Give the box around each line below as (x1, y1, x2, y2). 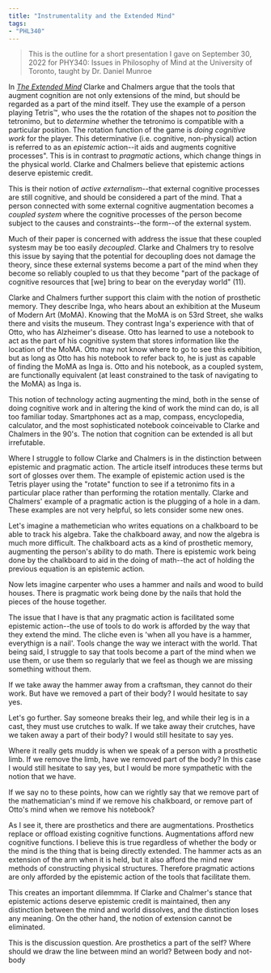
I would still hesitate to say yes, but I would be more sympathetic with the (8, 763, 252, 773)
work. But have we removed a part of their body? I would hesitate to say (8, 688, 248, 698)
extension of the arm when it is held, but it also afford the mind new (8, 855, 233, 864)
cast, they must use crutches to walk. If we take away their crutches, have (8, 722, 256, 731)
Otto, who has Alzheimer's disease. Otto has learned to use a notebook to (8, 328, 255, 337)
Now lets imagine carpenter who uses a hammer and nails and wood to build (8, 580, 264, 589)
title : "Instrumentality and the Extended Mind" (8, 11, 176, 20)
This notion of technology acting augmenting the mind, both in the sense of (8, 395, 260, 405)
